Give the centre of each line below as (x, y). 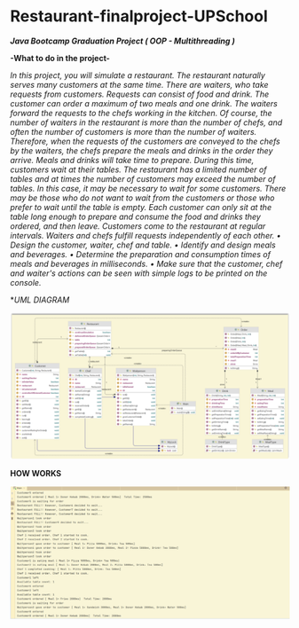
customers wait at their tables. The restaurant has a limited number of (138, 169)
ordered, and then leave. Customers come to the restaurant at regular (138, 226)
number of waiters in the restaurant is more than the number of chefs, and (146, 122)
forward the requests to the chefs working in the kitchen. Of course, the (142, 113)
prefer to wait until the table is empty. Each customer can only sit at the (141, 207)
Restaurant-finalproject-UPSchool (139, 16)
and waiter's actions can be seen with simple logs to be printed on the (139, 273)
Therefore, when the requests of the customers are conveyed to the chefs (145, 141)
